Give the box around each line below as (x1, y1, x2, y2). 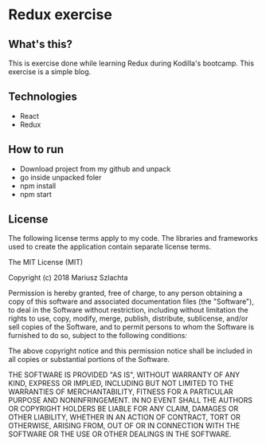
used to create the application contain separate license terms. (8, 242, 212, 252)
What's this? (8, 37, 73, 51)
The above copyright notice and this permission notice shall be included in (8, 346, 252, 356)
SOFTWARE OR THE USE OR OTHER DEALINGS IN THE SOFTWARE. (8, 429, 232, 439)
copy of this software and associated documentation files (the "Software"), (8, 297, 255, 306)
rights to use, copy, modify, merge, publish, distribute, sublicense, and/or (8, 313, 248, 324)
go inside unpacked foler (19, 172, 102, 182)
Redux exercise (8, 6, 113, 24)
